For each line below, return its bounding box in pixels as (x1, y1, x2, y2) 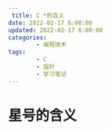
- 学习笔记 (36, 70, 67, 78)
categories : (8, 33, 47, 42)
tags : (8, 48, 26, 56)
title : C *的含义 (11, 11, 65, 20)
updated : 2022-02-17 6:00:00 (8, 26, 103, 34)
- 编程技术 (36, 41, 67, 49)
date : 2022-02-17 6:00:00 (8, 19, 92, 27)
